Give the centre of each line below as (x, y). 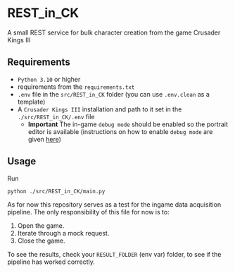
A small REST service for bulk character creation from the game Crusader (114, 32)
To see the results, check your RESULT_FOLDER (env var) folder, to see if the (114, 254)
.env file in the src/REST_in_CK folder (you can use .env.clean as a (113, 94)
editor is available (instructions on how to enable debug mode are (120, 131)
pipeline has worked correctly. (51, 262)
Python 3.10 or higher (49, 79)
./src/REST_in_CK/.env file (56, 116)
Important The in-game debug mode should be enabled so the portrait (128, 124)
